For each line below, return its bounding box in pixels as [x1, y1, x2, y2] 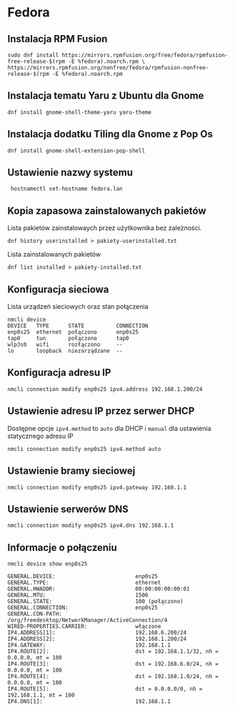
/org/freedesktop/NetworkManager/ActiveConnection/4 [7, 617, 168, 624]
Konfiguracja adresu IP [7, 367, 111, 379]
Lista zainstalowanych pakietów [7, 250, 101, 259]
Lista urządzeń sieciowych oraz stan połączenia [7, 302, 149, 311]
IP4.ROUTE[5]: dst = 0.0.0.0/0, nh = [7, 685, 203, 693]
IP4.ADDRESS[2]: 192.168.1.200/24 [7, 635, 187, 643]
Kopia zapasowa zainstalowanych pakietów [7, 204, 206, 217]
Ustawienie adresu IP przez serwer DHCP [7, 405, 195, 417]
